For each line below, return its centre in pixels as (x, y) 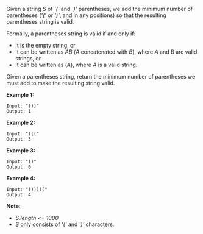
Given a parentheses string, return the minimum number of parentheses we (101, 76)
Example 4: (21, 178)
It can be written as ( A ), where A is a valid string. (76, 65)
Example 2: (21, 122)
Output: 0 (19, 167)
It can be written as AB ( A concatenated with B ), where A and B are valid (106, 52)
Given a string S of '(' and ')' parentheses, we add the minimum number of (100, 9)
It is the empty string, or (45, 45)
